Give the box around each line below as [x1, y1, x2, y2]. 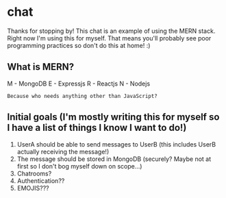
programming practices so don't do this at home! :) [7, 41, 151, 49]
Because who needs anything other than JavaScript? [7, 92, 158, 99]
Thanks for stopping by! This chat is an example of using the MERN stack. [7, 27, 216, 35]
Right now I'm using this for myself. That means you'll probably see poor [7, 34, 212, 42]
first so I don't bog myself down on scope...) [16, 162, 142, 170]
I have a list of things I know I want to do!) [7, 122, 187, 134]
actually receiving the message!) [16, 147, 110, 156]
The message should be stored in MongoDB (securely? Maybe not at [16, 155, 212, 163]
